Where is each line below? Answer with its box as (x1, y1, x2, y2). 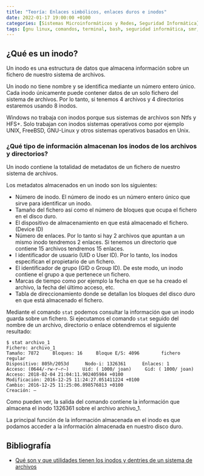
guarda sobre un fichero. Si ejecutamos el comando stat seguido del (6, 315, 179, 322)
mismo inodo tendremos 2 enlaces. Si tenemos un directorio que (15, 238, 177, 246)
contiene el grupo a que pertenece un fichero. (15, 271, 131, 278)
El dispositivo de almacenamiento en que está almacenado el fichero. (15, 219, 189, 227)
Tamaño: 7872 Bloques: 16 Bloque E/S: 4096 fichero (6, 350, 181, 356)
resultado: (6, 328, 32, 335)
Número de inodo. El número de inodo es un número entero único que (15, 193, 190, 201)
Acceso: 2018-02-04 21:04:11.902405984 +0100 (6, 371, 123, 378)
